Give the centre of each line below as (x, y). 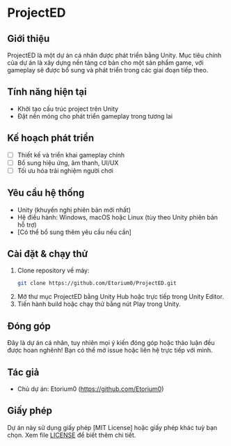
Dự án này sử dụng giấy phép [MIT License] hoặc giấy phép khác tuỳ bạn (112, 427)
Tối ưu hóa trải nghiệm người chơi (65, 170)
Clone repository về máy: (53, 270)
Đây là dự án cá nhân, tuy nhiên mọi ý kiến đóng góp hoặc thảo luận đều (111, 343)
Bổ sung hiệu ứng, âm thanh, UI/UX (68, 162)
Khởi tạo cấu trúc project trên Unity (68, 109)
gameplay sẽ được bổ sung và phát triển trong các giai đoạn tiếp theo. (108, 70)
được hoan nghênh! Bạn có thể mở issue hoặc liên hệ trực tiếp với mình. (110, 351)
